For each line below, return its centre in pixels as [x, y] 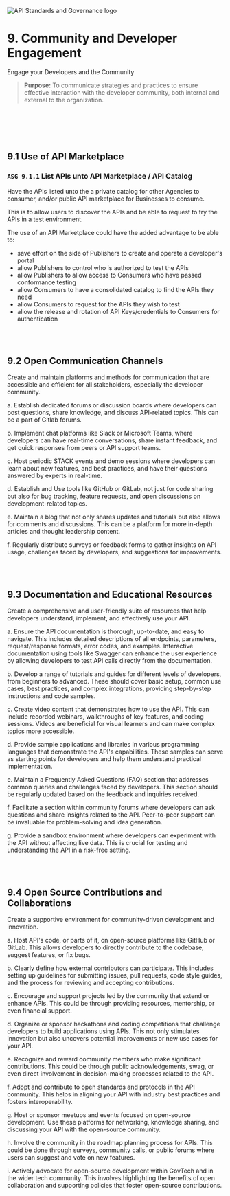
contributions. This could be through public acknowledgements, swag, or [111, 1067]
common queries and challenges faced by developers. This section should [113, 787]
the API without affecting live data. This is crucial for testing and [97, 843]
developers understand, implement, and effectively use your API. [99, 618]
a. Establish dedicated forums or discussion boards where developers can [112, 405]
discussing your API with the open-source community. [84, 1129]
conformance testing [47, 282]
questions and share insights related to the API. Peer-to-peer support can [111, 815]
